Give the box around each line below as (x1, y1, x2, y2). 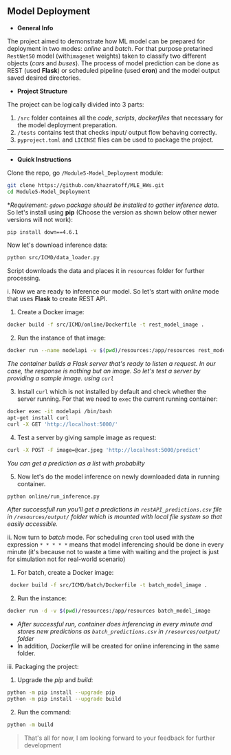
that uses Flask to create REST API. (7, 295, 108, 303)
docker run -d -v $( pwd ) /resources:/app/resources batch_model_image (7, 608, 211, 615)
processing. (7, 274, 41, 283)
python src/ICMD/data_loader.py (7, 254, 100, 261)
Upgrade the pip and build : (16, 676, 93, 684)
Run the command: (16, 708, 71, 716)
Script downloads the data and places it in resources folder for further (7, 267, 205, 275)
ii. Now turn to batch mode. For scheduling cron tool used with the (7, 533, 195, 542)
